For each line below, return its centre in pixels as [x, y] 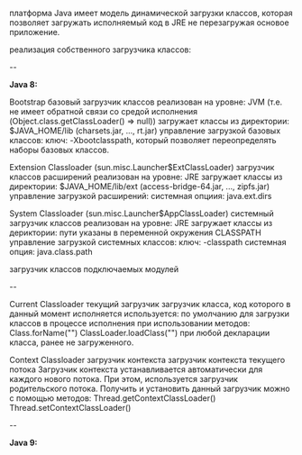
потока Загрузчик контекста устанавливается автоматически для [136, 369]
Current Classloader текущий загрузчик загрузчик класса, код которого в [150, 304]
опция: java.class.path [51, 252]
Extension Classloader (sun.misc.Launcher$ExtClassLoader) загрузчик [142, 167]
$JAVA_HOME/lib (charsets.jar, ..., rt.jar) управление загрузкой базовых [145, 131]
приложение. [35, 32]
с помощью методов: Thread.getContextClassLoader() [113, 398]
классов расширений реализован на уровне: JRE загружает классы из [146, 177]
